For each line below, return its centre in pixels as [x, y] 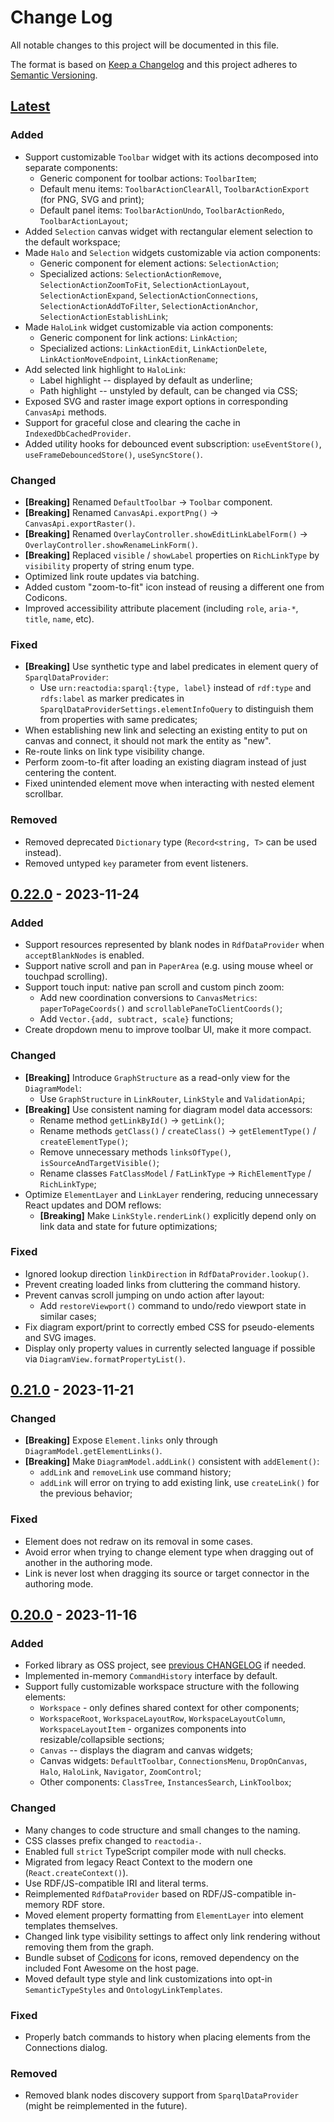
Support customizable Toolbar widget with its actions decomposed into [171, 157]
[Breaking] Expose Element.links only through [121, 1440]
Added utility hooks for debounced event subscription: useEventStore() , [173, 443]
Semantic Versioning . [54, 75]
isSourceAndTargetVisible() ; [99, 1162]
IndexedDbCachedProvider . [78, 433]
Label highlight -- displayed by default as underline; [146, 380]
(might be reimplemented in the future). [106, 2106]
